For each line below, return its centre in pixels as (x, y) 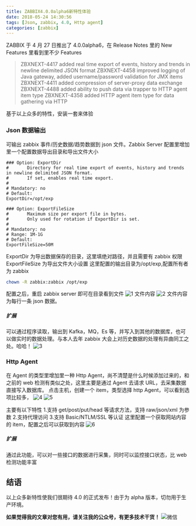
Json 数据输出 (26, 131)
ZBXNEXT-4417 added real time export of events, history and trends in (105, 64)
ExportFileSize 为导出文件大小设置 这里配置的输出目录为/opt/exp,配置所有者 (97, 264)
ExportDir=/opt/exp (30, 199)
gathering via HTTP (44, 102)
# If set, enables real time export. (60, 178)
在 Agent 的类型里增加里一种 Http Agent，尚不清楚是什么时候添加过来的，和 (98, 375)
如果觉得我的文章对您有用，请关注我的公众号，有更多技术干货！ (83, 517)
